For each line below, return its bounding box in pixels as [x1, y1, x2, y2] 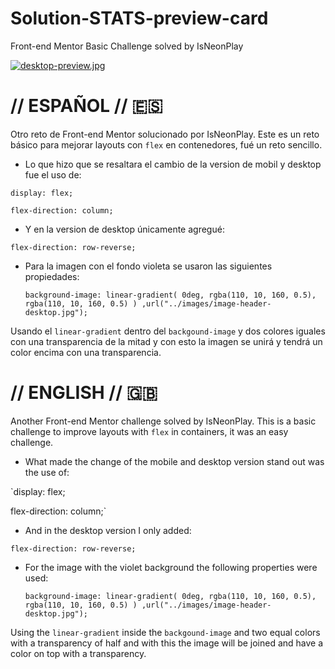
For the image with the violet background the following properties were [24, 561, 318, 573]
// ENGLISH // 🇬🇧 [10, 382, 158, 404]
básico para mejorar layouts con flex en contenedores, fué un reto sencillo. [10, 138, 323, 151]
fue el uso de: [24, 168, 82, 181]
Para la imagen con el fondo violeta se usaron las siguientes [24, 260, 273, 272]
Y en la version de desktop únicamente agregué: [24, 223, 225, 235]
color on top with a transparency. [10, 647, 147, 659]
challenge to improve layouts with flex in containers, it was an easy [10, 425, 289, 437]
